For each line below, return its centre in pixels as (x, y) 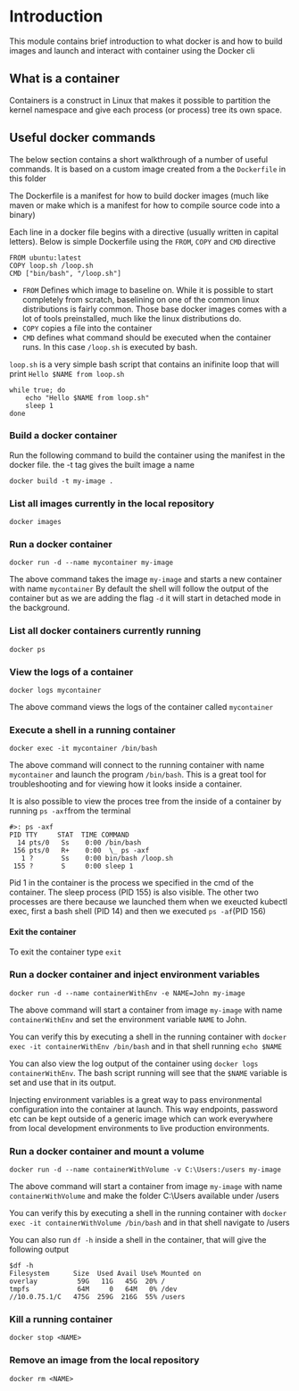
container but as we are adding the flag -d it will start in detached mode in (145, 598)
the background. (40, 608)
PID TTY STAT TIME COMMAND (69, 835)
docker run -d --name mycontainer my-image (91, 563)
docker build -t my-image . (62, 481)
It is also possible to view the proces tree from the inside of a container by (145, 802)
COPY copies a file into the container (87, 328)
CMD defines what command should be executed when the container (146, 337)
